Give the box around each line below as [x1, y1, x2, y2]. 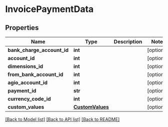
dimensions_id [7, 63, 43, 69]
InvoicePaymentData [5, 3, 94, 15]
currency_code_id [7, 95, 51, 102]
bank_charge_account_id [7, 46, 69, 53]
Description [113, 38, 142, 45]
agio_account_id [7, 79, 48, 86]
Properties [5, 23, 39, 32]
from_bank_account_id [7, 71, 63, 78]
